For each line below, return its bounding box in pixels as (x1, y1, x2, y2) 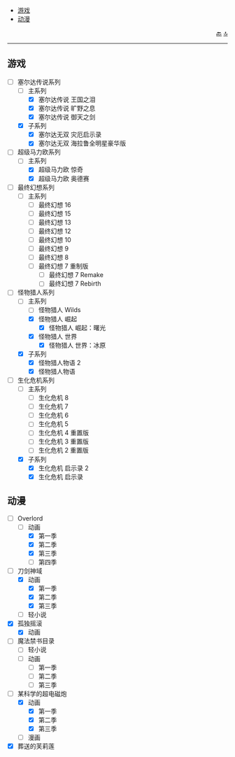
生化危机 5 (38, 420, 69, 428)
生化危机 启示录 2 (38, 464, 89, 472)
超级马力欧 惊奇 (38, 165, 84, 174)
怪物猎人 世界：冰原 (48, 341, 106, 349)
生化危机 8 (38, 394, 69, 402)
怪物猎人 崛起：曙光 (48, 323, 106, 332)
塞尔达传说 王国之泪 (38, 95, 96, 104)
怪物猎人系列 (17, 288, 55, 297)
